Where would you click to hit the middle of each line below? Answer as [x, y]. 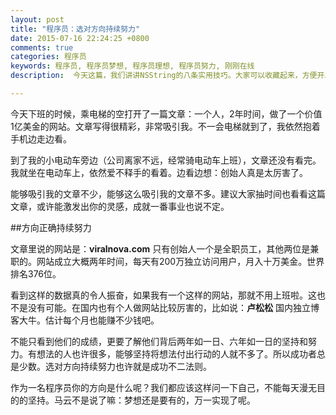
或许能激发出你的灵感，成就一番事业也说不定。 [133, 206]
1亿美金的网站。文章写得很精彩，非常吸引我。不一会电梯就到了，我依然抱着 [165, 126]
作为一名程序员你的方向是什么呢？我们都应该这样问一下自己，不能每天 [155, 387]
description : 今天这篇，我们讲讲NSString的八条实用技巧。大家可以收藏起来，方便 [164, 76]
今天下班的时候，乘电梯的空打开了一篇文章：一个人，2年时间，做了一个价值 [166, 113]
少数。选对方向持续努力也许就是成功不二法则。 [115, 366]
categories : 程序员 [48, 57]
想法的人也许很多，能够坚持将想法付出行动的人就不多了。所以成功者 [176, 353]
